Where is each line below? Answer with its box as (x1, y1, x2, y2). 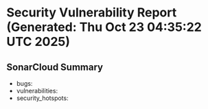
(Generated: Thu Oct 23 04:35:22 (6, 19, 202, 35)
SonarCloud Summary (6, 61, 104, 73)
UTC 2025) (6, 34, 70, 49)
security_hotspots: (16, 94, 69, 102)
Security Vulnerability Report (6, 5, 177, 21)
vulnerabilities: (16, 87, 58, 95)
